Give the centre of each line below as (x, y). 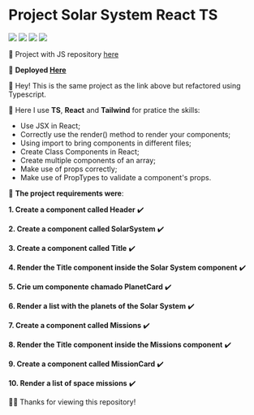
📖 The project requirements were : (66, 193)
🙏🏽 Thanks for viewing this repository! (72, 402)
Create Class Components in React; (80, 151)
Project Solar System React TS (113, 15)
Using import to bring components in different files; (106, 143)
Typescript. (28, 94)
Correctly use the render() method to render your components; (125, 134)
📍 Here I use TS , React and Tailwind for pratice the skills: (104, 110)
